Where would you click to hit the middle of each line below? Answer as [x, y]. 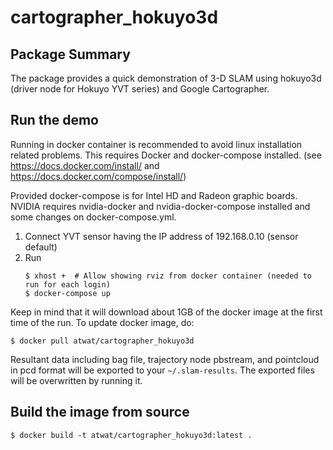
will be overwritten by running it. [76, 380]
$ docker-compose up [67, 293]
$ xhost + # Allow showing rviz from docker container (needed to [168, 276]
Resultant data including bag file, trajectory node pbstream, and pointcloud [165, 359]
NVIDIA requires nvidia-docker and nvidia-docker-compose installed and [160, 206]
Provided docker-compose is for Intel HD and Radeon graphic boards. [154, 195]
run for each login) [67, 284]
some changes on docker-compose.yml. [93, 217]
